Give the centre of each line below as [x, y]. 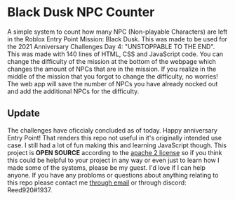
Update [24, 113]
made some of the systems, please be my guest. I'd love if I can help [106, 167]
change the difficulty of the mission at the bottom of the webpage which [112, 61]
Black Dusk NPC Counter [81, 12]
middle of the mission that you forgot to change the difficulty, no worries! [113, 76]
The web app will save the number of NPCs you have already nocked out [113, 84]
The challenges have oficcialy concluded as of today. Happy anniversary [112, 130]
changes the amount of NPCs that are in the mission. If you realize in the [112, 69]
